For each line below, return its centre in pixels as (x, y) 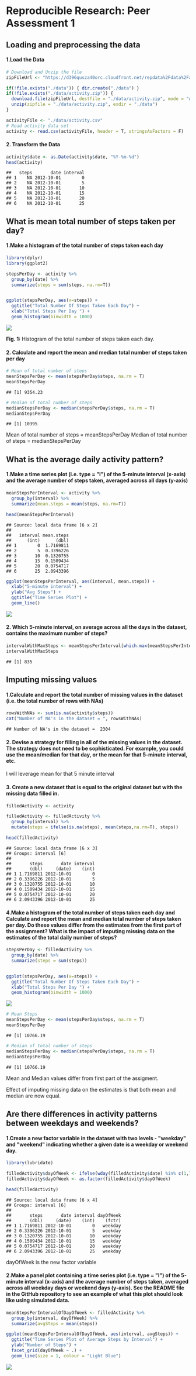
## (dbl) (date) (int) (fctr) (64, 1220)
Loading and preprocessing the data (73, 45)
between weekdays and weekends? (72, 1123)
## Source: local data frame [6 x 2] (52, 525)
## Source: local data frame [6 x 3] (52, 848)
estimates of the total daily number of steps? (62, 937)
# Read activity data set (37, 126)
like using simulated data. (38, 1301)
